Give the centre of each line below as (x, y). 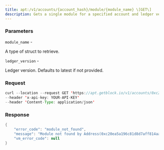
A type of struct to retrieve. (32, 51)
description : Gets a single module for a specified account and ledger (79, 14)
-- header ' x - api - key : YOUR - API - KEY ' (42, 97)
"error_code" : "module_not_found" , (50, 129)
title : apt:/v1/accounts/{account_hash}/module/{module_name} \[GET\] (78, 10)
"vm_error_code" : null (37, 138)
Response (17, 114)
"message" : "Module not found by (48, 134)
